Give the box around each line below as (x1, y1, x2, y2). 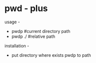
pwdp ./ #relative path (11, 33, 55, 39)
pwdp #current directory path (11, 28, 70, 34)
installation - (4, 43, 29, 48)
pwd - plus (4, 3, 48, 14)
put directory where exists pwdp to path (11, 52, 91, 58)
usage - (4, 19, 20, 25)
